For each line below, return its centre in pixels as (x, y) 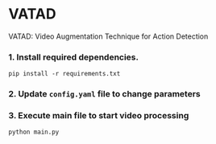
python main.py (34, 132)
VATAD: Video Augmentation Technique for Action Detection (108, 36)
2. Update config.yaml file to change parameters (104, 94)
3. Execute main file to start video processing (99, 116)
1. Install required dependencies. (74, 57)
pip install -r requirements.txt (64, 74)
